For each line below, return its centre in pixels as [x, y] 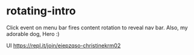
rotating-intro [41, 11]
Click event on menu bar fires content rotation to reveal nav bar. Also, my [97, 27]
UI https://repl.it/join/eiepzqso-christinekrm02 [63, 45]
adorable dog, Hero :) [33, 33]
